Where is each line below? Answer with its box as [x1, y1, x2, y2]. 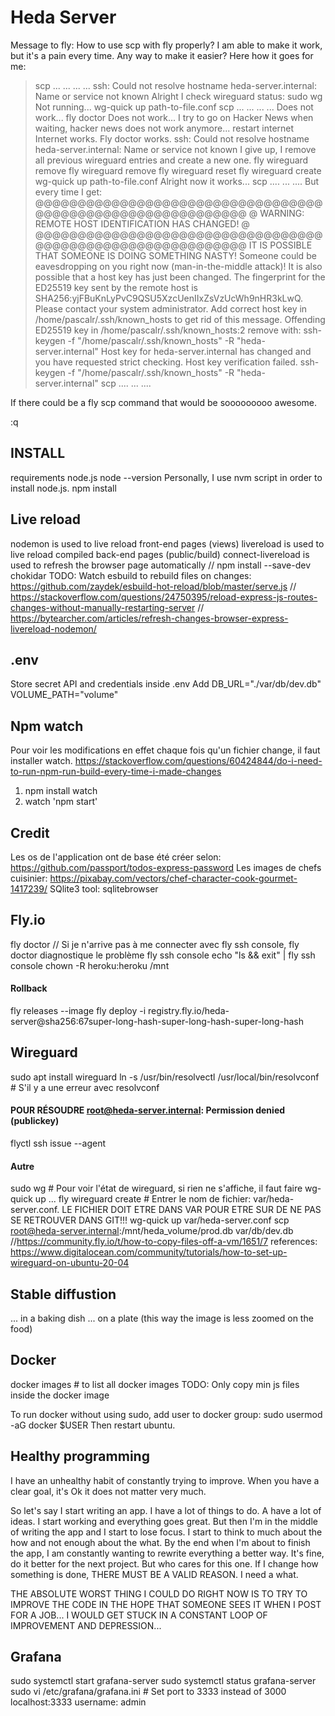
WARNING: [259, 207, 305, 219]
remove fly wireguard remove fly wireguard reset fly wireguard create [34, 164, 322, 176]
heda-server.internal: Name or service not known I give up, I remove [34, 143, 317, 155]
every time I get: [34, 186, 103, 198]
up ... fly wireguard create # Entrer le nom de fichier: [34, 1193, 252, 1205]
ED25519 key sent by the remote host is [34, 281, 199, 293]
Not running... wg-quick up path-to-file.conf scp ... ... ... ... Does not [34, 101, 314, 113]
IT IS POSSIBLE [248, 239, 313, 251]
